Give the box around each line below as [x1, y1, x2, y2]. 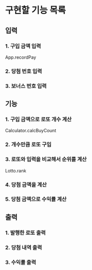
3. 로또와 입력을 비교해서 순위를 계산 [5, 156, 87, 163]
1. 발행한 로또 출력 [5, 229, 46, 236]
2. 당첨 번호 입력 [5, 67, 42, 74]
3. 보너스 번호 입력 [5, 82, 47, 89]
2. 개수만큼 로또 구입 [5, 141, 51, 148]
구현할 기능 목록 [5, 5, 66, 16]
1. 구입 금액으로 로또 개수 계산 [5, 116, 71, 123]
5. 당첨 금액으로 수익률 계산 [5, 196, 66, 203]
